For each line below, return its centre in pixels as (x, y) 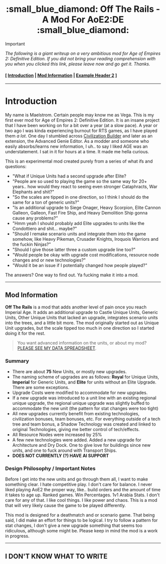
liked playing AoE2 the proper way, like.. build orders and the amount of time (83, 490)
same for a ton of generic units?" (46, 202)
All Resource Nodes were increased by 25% (57, 435)
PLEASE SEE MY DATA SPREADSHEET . (57, 348)
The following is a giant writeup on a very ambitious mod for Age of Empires (83, 53)
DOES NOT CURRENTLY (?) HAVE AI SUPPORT (61, 456)
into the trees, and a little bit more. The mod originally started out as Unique (82, 323)
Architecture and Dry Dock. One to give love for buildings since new (81, 445)
